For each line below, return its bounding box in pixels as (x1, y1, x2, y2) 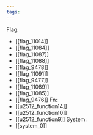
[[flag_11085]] (15, 89, 50, 97)
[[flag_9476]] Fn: (15, 96, 58, 103)
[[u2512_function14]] (15, 102, 67, 110)
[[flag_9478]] (15, 64, 49, 71)
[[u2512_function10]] (15, 109, 67, 116)
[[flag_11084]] (15, 44, 50, 51)
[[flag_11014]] (15, 37, 49, 45)
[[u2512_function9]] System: (15, 115, 87, 123)
